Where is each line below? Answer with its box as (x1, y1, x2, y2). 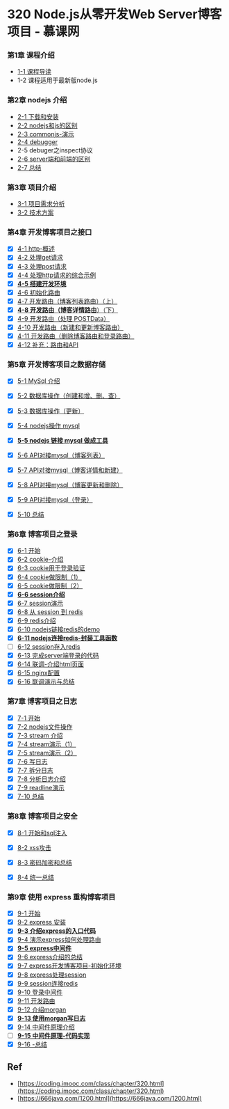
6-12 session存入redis (17, 643, 81, 651)
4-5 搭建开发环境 (17, 279, 67, 288)
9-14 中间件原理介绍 (17, 1023, 75, 1031)
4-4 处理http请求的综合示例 (17, 271, 96, 279)
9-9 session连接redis (17, 979, 78, 987)
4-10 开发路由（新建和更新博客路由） (17, 323, 124, 331)
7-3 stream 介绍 (17, 731, 63, 739)
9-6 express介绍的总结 (17, 953, 83, 961)
